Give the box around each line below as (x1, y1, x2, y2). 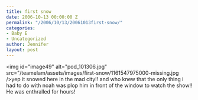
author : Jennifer (6, 42, 49, 48)
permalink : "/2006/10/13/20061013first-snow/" (6, 19, 123, 25)
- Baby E (6, 31, 28, 36)
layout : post (6, 47, 38, 53)
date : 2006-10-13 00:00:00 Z (6, 14, 78, 20)
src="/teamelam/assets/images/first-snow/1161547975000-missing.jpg (6, 69, 179, 76)
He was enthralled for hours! (6, 88, 76, 95)
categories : (6, 25, 35, 31)
